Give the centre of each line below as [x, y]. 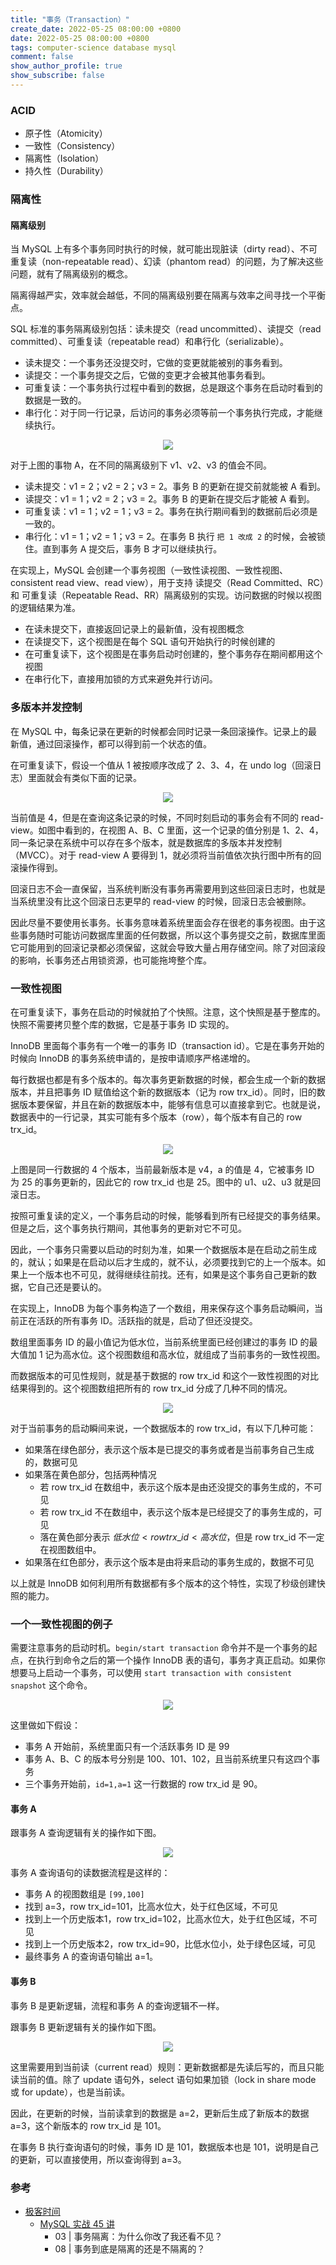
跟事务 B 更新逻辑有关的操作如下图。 [86, 2027]
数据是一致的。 [55, 400]
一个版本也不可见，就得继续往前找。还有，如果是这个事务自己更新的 [167, 1274]
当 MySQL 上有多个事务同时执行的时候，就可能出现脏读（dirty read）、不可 [164, 249]
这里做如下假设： [45, 1725]
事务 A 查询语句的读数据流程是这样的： [90, 1873]
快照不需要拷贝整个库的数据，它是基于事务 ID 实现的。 [122, 1024]
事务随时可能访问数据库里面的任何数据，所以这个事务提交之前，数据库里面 [172, 935]
